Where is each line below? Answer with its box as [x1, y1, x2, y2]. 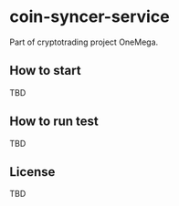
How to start [9, 63, 81, 78]
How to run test [9, 114, 99, 129]
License [9, 164, 56, 180]
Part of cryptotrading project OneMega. [9, 36, 159, 47]
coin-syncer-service [9, 6, 171, 27]
